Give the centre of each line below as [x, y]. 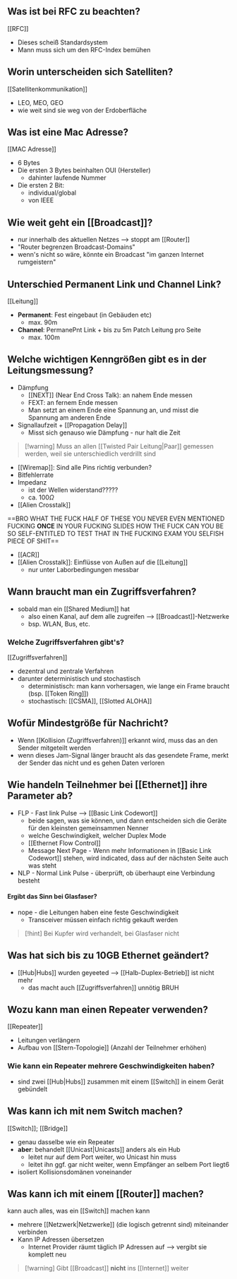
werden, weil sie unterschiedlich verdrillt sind [90, 454]
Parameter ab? [40, 796]
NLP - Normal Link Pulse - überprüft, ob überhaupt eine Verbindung [116, 873]
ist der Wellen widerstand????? [73, 490]
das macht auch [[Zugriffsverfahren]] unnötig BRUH [103, 988]
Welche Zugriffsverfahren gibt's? [66, 642]
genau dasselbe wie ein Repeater [66, 1141]
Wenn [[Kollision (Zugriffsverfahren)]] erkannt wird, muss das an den [117, 740]
